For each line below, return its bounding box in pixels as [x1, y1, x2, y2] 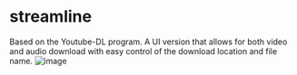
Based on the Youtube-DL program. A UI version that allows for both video [9, 36, 288, 47]
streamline [9, 6, 93, 27]
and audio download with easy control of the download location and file [9, 45, 278, 56]
